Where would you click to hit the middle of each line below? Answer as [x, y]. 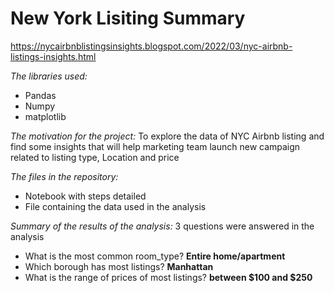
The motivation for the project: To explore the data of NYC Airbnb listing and [167, 136]
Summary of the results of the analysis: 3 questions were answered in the [162, 226]
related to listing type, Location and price [95, 157]
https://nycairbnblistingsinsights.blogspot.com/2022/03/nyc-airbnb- [151, 46]
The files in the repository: [64, 176]
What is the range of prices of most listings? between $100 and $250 [168, 277]
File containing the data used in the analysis [115, 206]
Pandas [40, 95]
